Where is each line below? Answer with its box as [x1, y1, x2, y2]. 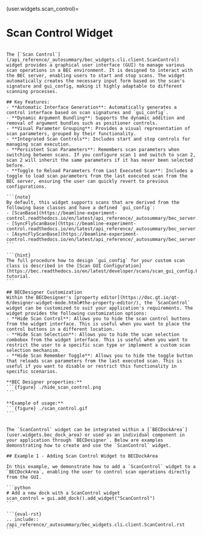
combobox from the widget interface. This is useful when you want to [6, 336, 188, 343]
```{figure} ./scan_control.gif [6, 405, 88, 411]
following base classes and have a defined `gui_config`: [6, 205, 155, 211]
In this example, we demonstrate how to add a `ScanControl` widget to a [6, 463, 196, 470]
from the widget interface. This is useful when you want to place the [6, 321, 190, 327]
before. [6, 162, 26, 168]
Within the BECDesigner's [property [6, 294, 98, 301]
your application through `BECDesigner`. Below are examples [6, 437, 164, 443]
